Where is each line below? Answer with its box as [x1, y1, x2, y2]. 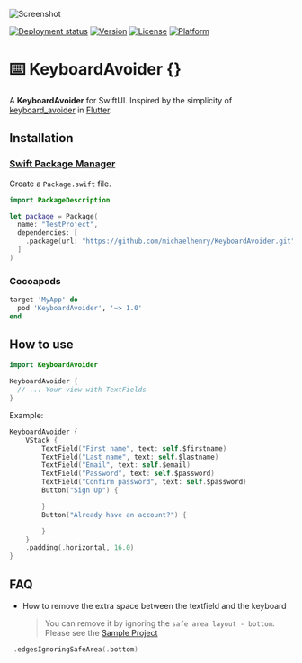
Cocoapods [9, 274, 61, 287]
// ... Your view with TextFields [17, 385, 147, 395]
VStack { [25, 435, 58, 444]
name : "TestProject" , [17, 220, 99, 229]
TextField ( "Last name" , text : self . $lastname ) [41, 452, 219, 461]
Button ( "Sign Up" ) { [41, 486, 119, 495]
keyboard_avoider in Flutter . [9, 104, 112, 115]
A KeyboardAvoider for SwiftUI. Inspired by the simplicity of [9, 94, 233, 105]
